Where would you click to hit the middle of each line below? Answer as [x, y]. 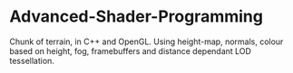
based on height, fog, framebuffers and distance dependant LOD [131, 50]
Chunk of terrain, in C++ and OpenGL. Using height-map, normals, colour [146, 41]
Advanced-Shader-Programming [136, 17]
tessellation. [32, 60]
